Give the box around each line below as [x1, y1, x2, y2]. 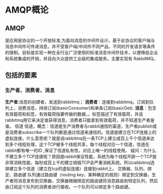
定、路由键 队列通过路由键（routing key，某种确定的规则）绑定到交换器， [5, 172, 152, 178]
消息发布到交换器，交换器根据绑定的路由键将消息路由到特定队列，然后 [17, 178, 158, 183]
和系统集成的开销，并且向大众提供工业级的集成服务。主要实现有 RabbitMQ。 [5, 56, 158, 61]
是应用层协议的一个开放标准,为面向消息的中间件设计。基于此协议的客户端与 [5, 37, 155, 43]
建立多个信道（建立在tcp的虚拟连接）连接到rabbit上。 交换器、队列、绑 [9, 165, 152, 171]
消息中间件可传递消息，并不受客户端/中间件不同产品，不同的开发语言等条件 [5, 44, 156, 49]
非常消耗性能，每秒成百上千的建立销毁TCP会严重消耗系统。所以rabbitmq [5, 160, 150, 165]
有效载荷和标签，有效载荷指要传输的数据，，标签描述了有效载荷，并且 [5, 111, 143, 117]
